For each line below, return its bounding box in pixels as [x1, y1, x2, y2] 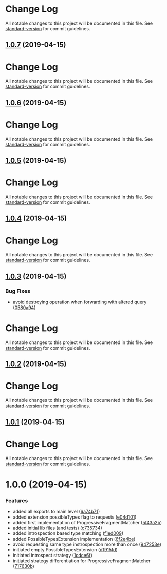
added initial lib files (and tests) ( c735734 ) [12, 525, 103, 531]
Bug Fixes [5, 287, 31, 294]
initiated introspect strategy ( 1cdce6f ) [12, 552, 92, 559]
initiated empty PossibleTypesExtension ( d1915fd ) [12, 547, 118, 553]
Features [5, 496, 28, 504]
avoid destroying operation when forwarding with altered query [12, 299, 147, 305]
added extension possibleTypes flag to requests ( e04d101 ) [12, 514, 137, 520]
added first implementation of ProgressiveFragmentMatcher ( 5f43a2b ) [12, 520, 162, 526]
